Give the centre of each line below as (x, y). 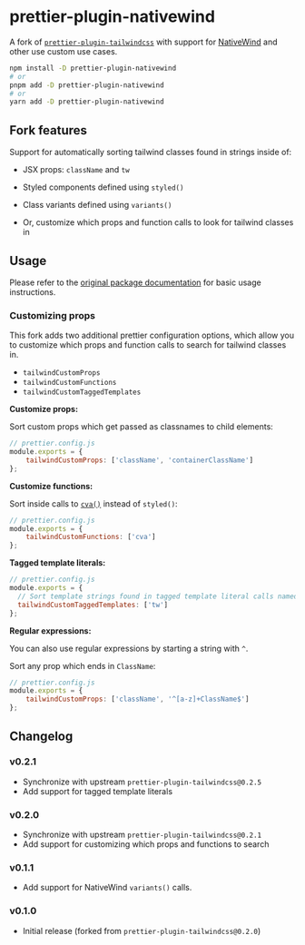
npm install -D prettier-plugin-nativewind (93, 68)
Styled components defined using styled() (103, 187)
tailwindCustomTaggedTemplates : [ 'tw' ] (93, 605)
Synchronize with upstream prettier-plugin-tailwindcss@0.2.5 (142, 782)
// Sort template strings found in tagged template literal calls (146, 596)
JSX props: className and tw (76, 170)
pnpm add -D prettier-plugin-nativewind (87, 85)
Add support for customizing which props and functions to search (146, 844)
